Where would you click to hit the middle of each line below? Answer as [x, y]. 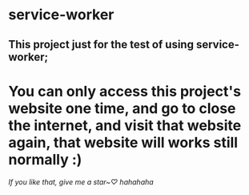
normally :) [45, 159]
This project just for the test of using [101, 45]
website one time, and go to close [122, 108]
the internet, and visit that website [125, 125]
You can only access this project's [125, 91]
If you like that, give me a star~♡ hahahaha [81, 181]
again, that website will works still [123, 142]
